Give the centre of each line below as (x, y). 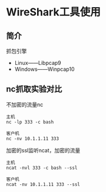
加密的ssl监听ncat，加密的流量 (43, 150)
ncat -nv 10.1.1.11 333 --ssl (43, 184)
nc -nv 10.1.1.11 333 (33, 139)
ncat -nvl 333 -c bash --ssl (42, 168)
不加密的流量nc (25, 105)
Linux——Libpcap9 (38, 63)
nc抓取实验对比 (34, 89)
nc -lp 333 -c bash (30, 122)
